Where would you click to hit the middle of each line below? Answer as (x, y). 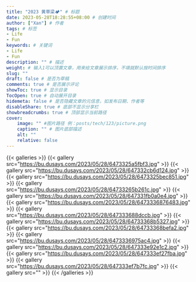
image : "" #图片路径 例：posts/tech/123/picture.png (82, 124)
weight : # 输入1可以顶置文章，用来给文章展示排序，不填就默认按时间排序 (86, 68)
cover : (14, 118)
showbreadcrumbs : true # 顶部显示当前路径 (57, 112)
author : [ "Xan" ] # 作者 (35, 23)
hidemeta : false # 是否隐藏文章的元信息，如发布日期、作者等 (75, 101)
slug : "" (17, 73)
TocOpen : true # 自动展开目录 (41, 96)
